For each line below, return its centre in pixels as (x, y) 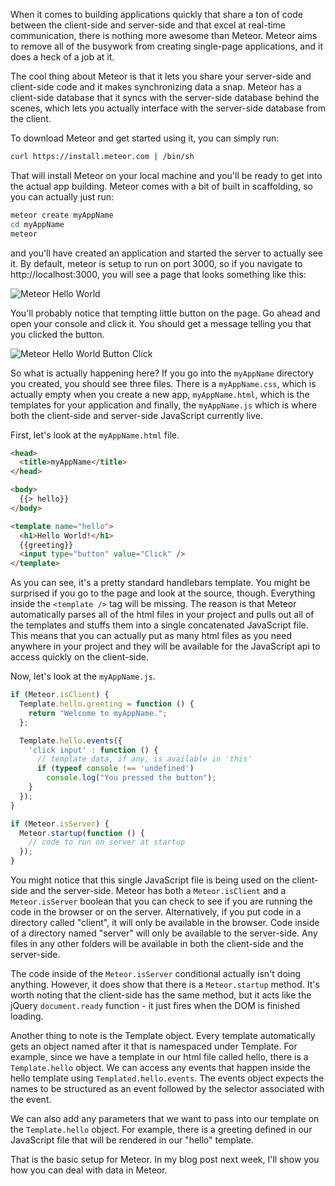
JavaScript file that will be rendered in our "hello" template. (132, 1140)
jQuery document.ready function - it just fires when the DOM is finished (155, 1005)
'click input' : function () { (93, 750)
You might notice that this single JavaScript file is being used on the (150, 880)
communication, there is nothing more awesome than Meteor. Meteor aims (164, 35)
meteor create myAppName (62, 215)
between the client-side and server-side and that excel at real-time (148, 25)
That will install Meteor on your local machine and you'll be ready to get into (166, 175)
